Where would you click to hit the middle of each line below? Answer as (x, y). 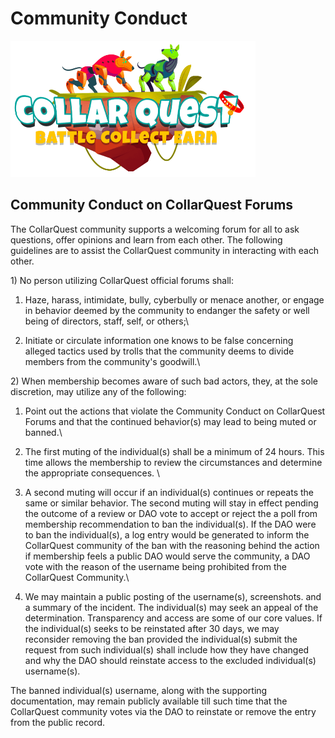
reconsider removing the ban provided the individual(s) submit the (161, 639)
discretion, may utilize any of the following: (98, 391)
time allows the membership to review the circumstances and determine (173, 462)
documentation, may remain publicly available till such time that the (149, 701)
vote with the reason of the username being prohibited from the (155, 566)
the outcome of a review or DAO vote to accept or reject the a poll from (171, 513)
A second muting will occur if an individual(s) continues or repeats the (169, 492)
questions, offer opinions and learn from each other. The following (146, 239)
